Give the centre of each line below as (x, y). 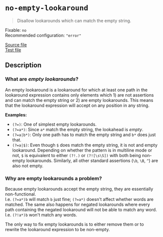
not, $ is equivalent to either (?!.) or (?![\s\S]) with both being (77, 155)
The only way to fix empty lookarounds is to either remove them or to (74, 224)
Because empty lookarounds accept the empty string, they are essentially (79, 189)
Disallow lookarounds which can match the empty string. (74, 20)
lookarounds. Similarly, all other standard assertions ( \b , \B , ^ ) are (92, 160)
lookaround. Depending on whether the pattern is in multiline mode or (82, 150)
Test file (13, 50)
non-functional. (21, 194)
